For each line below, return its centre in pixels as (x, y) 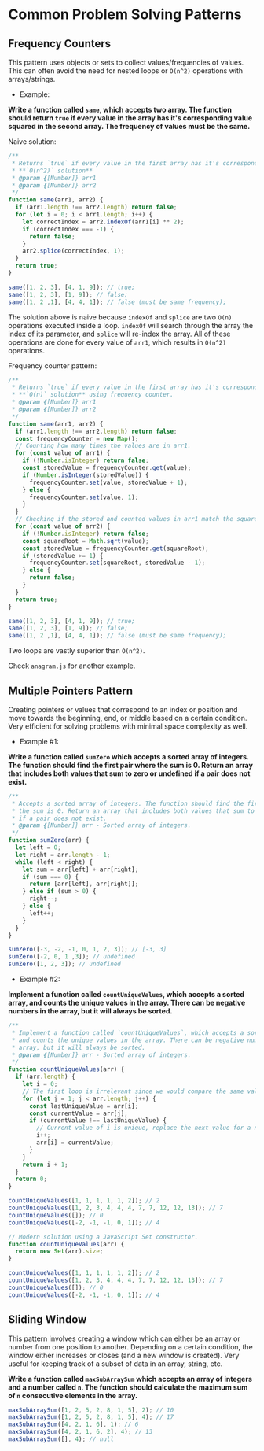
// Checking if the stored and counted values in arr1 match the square (137, 519)
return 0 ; (31, 1179)
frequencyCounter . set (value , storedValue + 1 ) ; (108, 482)
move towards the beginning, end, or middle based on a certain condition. (128, 718)
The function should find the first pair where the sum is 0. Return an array (131, 765)
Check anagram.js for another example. (72, 666)
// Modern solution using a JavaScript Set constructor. (103, 1237)
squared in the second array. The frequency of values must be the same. (129, 126)
